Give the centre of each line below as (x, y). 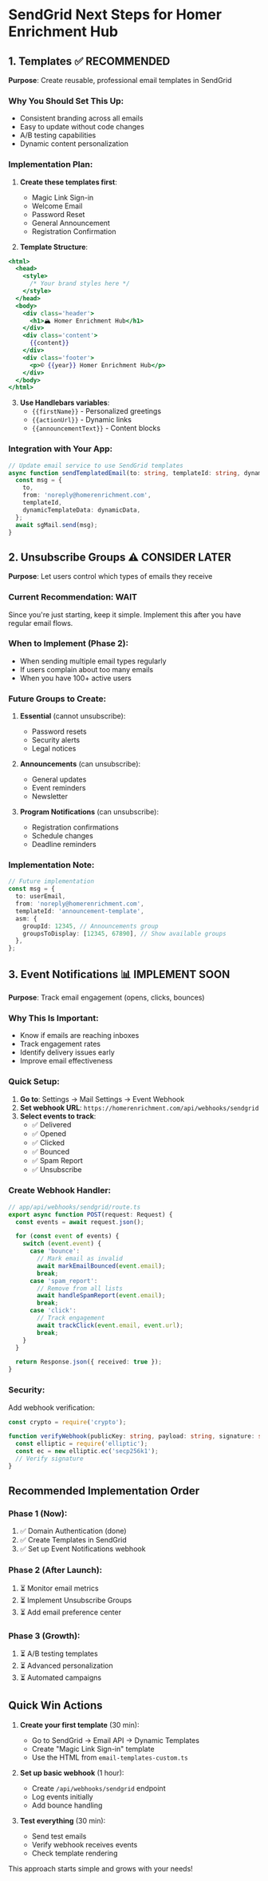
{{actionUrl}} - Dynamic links (81, 420)
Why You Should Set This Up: (66, 101)
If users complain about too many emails (87, 669)
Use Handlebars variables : (65, 403)
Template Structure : (54, 247)
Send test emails (59, 1836)
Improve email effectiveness (66, 1061)
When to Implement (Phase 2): (69, 643)
